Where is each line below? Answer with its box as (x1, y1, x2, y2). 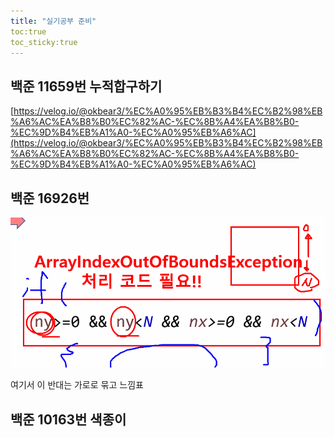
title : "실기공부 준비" (10, 16, 97, 26)
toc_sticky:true (10, 37, 78, 47)
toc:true (10, 26, 47, 37)
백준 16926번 (10, 190, 90, 207)
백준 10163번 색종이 (10, 411, 127, 428)
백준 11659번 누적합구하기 (10, 78, 163, 95)
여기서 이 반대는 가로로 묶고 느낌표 (10, 379, 144, 391)
